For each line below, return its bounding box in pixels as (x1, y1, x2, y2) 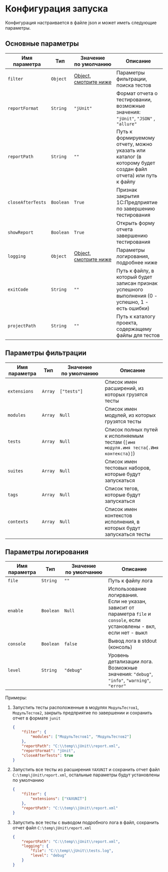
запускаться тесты (104, 531, 151, 538)
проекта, (116, 319, 138, 326)
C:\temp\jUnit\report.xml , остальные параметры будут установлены (12, 772, 160, 778)
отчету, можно (116, 140, 152, 147)
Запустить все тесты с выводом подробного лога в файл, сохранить (12, 819, 159, 825)
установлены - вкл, (108, 623, 156, 630)
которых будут (104, 525, 140, 532)
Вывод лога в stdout (108, 637, 157, 644)
